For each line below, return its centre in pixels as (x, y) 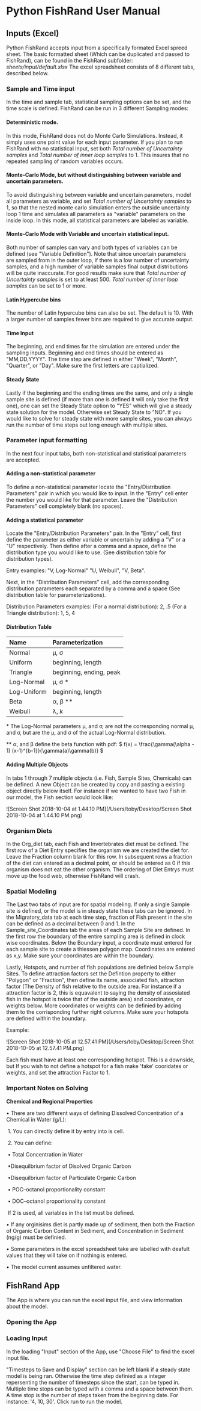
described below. (28, 73)
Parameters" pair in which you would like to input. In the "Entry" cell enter (97, 493)
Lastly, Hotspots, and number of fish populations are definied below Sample (100, 968)
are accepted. (23, 460)
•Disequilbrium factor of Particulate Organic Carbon (72, 1178)
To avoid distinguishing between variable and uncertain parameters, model (99, 194)
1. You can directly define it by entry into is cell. (66, 1131)
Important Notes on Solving (47, 1088)
